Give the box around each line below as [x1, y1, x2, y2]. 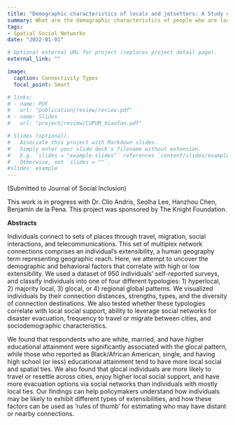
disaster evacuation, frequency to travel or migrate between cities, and [7, 314, 211, 323]
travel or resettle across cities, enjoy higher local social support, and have [7, 372, 220, 381]
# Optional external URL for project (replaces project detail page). [7, 49, 218, 56]
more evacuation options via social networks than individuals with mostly [7, 379, 218, 389]
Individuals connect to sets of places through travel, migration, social [7, 232, 206, 241]
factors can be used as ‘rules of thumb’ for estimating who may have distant [7, 402, 227, 410]
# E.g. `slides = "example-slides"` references [7, 152, 155, 159]
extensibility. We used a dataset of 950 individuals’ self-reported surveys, [7, 270, 220, 278]
